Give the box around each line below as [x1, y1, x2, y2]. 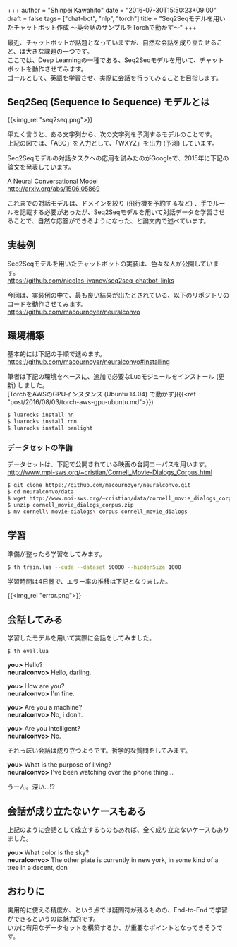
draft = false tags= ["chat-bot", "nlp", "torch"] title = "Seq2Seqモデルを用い [7, 14, 226, 23]
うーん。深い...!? [7, 782, 55, 791]
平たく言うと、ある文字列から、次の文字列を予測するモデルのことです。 [7, 130, 217, 139]
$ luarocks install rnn [7, 418, 78, 425]
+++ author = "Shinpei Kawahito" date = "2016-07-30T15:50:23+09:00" [7, 6, 217, 14]
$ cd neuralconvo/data [7, 488, 74, 495]
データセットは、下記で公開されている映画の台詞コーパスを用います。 [7, 460, 211, 469]
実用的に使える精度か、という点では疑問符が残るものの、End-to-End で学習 [7, 905, 228, 914]
